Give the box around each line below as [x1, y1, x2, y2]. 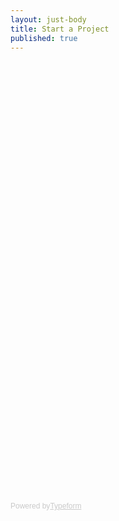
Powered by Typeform [10, 501, 82, 511]
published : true [10, 33, 78, 43]
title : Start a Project [10, 24, 110, 34]
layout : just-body [10, 14, 87, 25]
